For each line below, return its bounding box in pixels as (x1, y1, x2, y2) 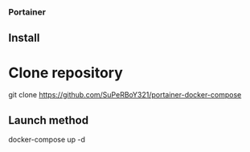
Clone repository (8, 64, 123, 82)
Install (8, 31, 40, 45)
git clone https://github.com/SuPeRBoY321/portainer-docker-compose (8, 90, 242, 100)
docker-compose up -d (8, 135, 86, 145)
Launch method (8, 113, 89, 127)
